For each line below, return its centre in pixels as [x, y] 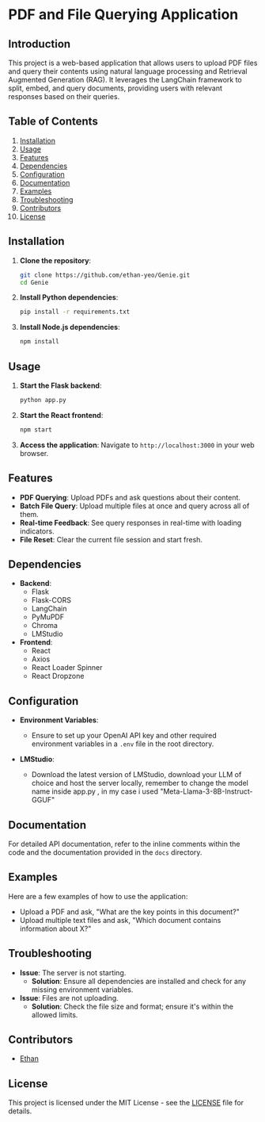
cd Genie [34, 282]
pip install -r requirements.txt [75, 312]
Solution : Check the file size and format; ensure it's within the [132, 1006]
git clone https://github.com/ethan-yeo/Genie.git [105, 275]
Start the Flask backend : [61, 385]
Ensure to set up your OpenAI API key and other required [124, 736]
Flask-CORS [51, 600]
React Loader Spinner [67, 668]
